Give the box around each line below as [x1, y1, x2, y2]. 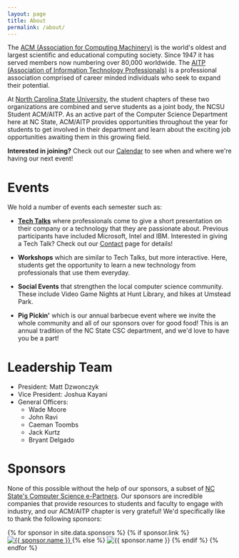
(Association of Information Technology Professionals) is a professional [7, 66, 218, 75]
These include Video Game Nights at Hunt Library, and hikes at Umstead [17, 290, 231, 298]
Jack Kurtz [28, 428, 61, 437]
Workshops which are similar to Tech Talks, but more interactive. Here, [17, 253, 228, 262]
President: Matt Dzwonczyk [17, 382, 99, 391]
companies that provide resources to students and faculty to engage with [7, 499, 223, 508]
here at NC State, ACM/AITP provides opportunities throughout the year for [7, 118, 228, 126]
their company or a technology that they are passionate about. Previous [17, 224, 229, 233]
